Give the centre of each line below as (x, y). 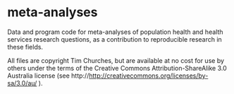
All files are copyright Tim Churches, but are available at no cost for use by (116, 60)
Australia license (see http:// (48, 76)
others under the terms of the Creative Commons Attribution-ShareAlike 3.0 (117, 68)
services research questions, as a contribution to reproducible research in (115, 39)
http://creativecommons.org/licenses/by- (149, 76)
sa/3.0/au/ (22, 83)
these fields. (25, 47)
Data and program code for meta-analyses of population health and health (115, 32)
